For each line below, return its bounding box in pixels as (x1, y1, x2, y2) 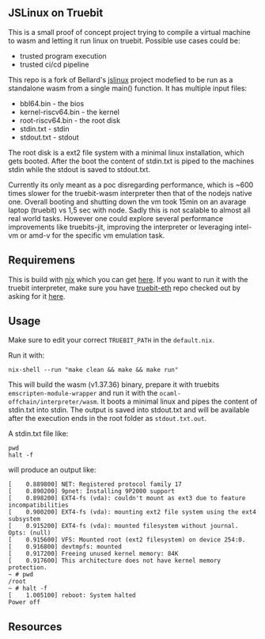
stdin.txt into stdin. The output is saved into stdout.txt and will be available (8, 405, 250, 415)
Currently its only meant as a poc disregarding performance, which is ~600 (8, 180, 254, 189)
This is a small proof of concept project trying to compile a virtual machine (8, 27, 251, 36)
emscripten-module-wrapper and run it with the (8, 388, 158, 398)
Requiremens (8, 254, 76, 267)
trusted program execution (19, 51, 107, 60)
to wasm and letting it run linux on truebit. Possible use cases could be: (8, 36, 240, 45)
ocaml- (159, 390, 181, 398)
